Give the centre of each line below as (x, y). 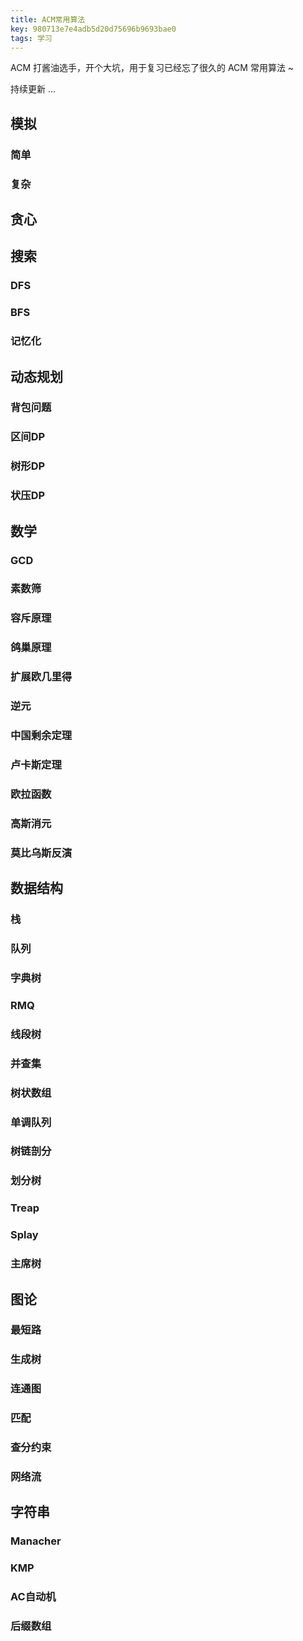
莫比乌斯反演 (41, 853)
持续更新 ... (33, 89)
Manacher (36, 1541)
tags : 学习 (31, 38)
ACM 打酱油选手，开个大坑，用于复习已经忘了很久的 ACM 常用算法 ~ (152, 68)
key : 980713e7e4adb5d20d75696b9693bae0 (93, 29)
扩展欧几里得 (41, 677)
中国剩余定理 (41, 736)
